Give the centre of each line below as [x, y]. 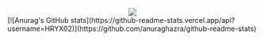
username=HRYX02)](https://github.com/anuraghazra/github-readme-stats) [132, 28]
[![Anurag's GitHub [38, 20]
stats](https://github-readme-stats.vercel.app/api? [153, 20]
